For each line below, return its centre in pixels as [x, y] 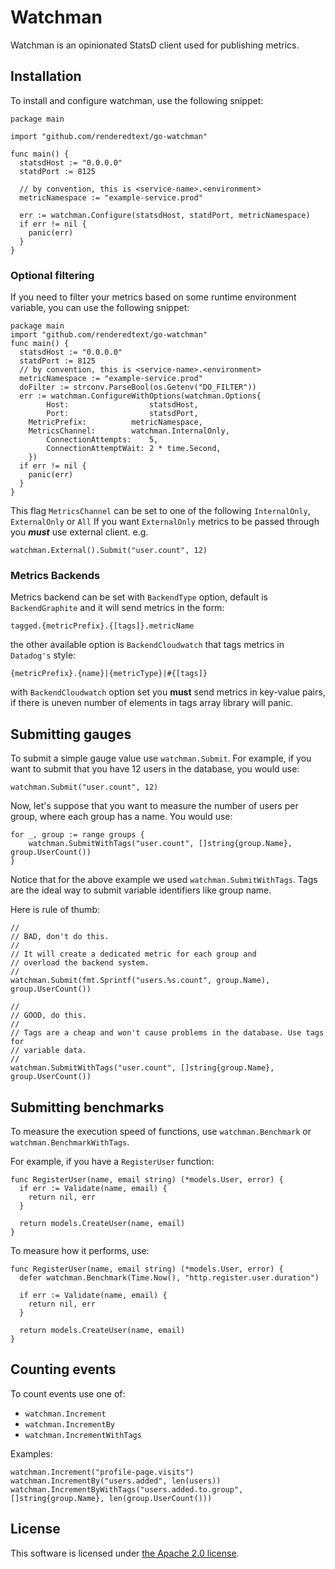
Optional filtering [52, 275]
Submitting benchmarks [87, 1107]
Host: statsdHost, [122, 405]
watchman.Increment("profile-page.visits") [102, 1472]
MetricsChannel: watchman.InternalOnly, [129, 431]
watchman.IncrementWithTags [83, 1435]
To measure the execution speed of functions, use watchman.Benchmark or [161, 1131]
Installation [46, 76]
